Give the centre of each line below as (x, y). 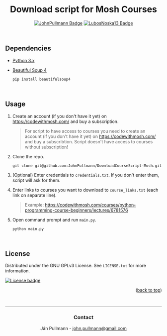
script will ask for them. (36, 180)
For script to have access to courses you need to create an (85, 131)
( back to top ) (149, 290)
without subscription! (46, 147)
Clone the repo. (28, 156)
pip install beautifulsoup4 (41, 79)
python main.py (28, 229)
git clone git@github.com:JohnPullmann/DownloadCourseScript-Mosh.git (87, 166)
